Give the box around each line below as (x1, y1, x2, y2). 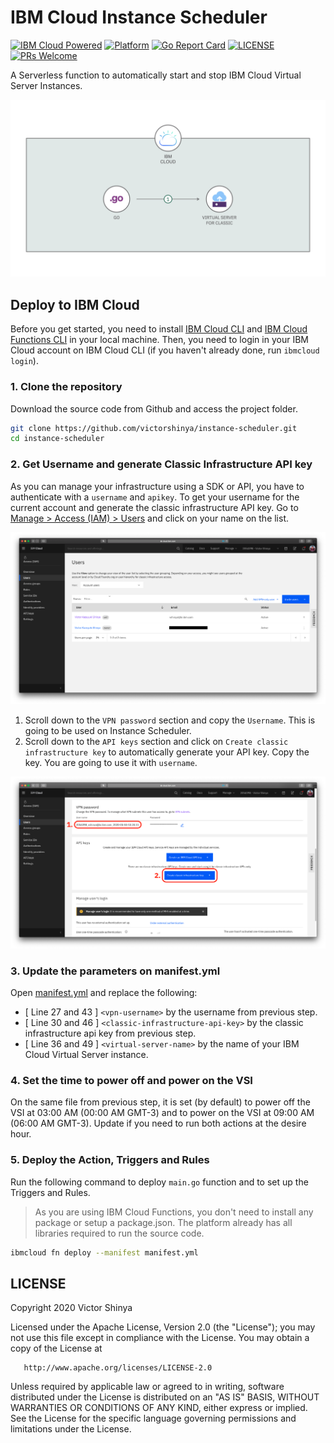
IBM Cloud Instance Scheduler (10, 6, 268, 29)
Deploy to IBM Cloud (10, 296, 140, 313)
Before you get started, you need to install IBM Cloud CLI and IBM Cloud (10, 323, 308, 335)
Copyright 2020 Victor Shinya (10, 1302, 133, 1314)
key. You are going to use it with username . (24, 756, 198, 768)
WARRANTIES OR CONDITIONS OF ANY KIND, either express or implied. (10, 1402, 308, 1414)
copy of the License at (10, 1342, 103, 1355)
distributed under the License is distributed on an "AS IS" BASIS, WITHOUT (10, 1391, 320, 1403)
